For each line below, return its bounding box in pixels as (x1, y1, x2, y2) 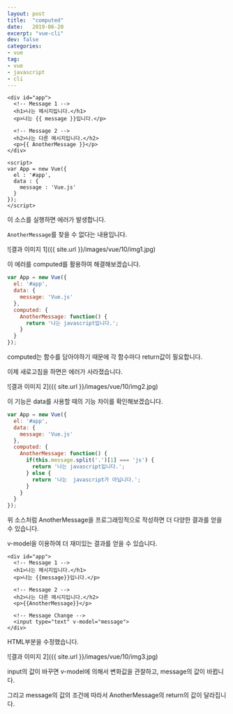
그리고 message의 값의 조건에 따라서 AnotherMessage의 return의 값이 (7, 691, 202, 699)
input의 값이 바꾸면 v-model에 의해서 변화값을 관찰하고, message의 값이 (7, 667, 206, 676)
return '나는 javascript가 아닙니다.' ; (32, 476, 141, 483)
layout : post (7, 10, 45, 17)
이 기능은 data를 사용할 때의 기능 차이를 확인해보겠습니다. (7, 397, 163, 406)
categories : (7, 43, 42, 50)
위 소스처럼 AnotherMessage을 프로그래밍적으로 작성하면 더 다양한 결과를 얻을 (7, 515, 223, 524)
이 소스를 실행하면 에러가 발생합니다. (7, 215, 106, 224)
